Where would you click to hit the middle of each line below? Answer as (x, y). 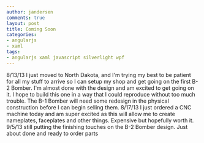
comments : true (26, 18)
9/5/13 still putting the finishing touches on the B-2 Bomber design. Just (97, 127)
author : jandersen (30, 12)
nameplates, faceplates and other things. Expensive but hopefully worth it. (100, 120)
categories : (21, 35)
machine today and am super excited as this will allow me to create (91, 114)
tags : (13, 52)
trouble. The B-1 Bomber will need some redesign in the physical (88, 101)
